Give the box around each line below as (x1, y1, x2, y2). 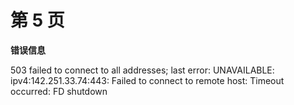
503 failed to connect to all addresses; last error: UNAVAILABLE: (10, 64, 275, 76)
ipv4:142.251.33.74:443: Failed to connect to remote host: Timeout (10, 74, 285, 86)
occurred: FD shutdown (10, 85, 108, 97)
